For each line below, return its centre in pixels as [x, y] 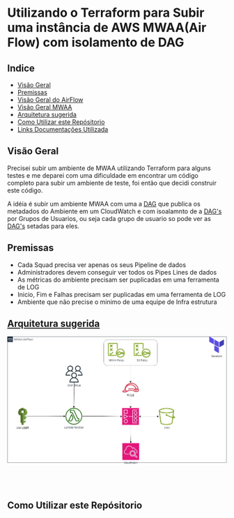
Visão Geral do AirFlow [50, 100]
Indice [21, 68]
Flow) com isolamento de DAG [96, 43]
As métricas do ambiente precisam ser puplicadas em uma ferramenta [118, 280]
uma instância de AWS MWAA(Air [107, 28]
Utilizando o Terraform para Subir [106, 13]
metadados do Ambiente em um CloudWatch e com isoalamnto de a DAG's [115, 211]
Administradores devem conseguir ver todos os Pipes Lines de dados [117, 272]
